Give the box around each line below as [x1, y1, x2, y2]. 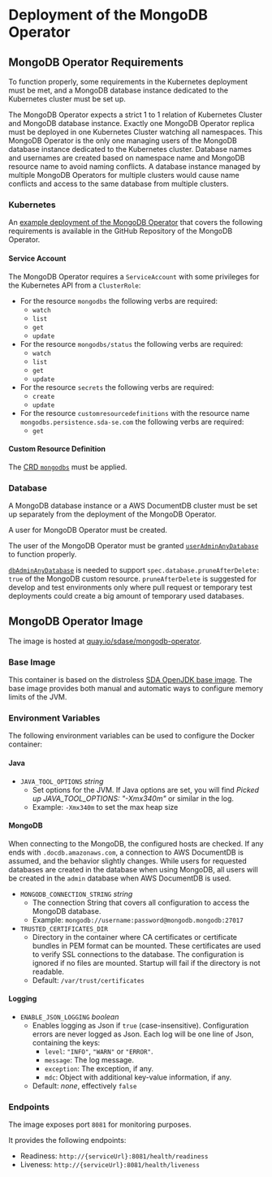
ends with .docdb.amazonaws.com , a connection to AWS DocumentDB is [8, 847, 244, 857]
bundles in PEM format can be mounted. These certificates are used [32, 941, 261, 950]
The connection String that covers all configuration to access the [32, 898, 250, 907]
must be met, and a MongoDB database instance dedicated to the [8, 85, 229, 95]
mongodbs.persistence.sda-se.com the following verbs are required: [19, 417, 244, 426]
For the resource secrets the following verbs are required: [19, 382, 214, 392]
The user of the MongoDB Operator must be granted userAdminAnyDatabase [8, 541, 259, 550]
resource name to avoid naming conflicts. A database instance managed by [8, 162, 261, 171]
